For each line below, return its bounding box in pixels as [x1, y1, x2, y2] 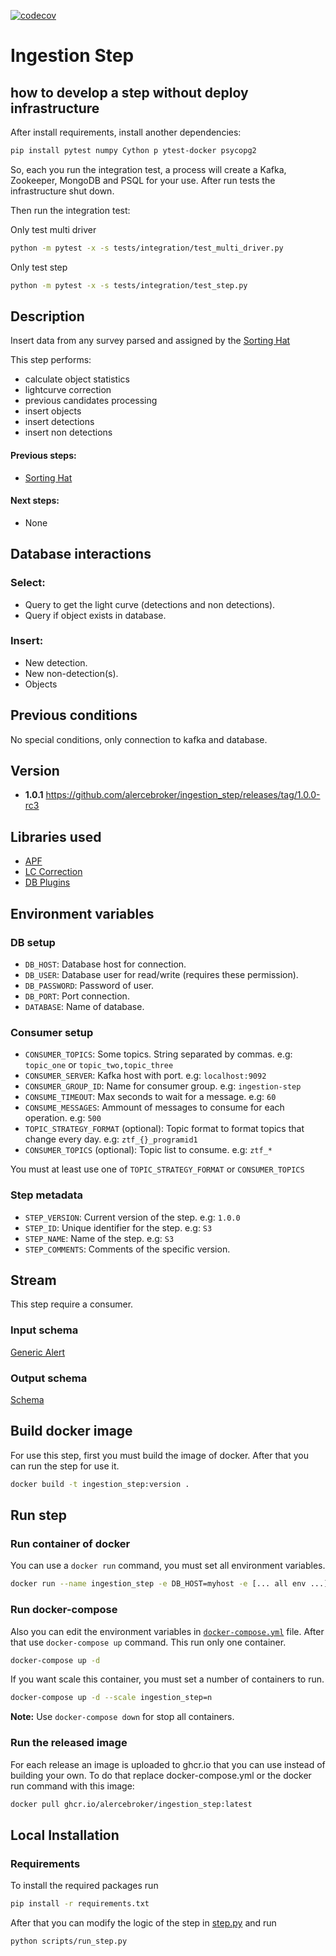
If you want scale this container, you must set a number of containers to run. [10, 1673, 325, 1685]
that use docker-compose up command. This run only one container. [10, 1636, 287, 1648]
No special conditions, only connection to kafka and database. [10, 733, 268, 745]
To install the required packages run [10, 1880, 159, 1892]
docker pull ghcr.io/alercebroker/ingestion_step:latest [10, 1799, 253, 1809]
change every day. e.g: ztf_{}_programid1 [24, 1133, 198, 1145]
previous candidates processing [24, 395, 158, 407]
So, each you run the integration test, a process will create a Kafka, [10, 163, 287, 175]
